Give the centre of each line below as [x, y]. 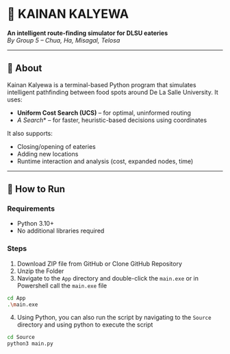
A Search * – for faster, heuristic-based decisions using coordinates [112, 120]
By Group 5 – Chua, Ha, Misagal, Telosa [64, 40]
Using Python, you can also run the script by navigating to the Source [114, 318]
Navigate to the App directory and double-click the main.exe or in [107, 278]
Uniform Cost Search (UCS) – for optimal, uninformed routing [104, 113]
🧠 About [25, 68]
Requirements [31, 209]
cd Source [21, 338]
